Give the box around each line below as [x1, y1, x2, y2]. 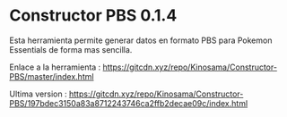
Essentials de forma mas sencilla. [9, 44, 133, 54]
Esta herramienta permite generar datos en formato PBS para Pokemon [9, 35, 273, 46]
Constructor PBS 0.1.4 [9, 5, 178, 26]
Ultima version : [9, 88, 67, 99]
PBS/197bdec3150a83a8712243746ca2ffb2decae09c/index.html [9, 97, 248, 108]
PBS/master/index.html [9, 71, 94, 81]
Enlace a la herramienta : [9, 62, 101, 72]
